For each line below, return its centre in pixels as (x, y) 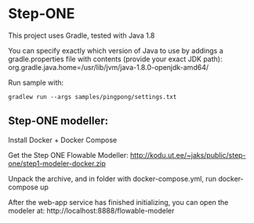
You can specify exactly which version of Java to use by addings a (116, 50)
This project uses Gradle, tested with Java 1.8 (82, 35)
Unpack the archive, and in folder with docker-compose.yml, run (112, 178)
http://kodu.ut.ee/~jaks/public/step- (188, 155)
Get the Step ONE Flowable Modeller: (68, 155)
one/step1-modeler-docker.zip (57, 163)
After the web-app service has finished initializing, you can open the (118, 202)
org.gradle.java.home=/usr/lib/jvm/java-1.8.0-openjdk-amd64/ (109, 67)
